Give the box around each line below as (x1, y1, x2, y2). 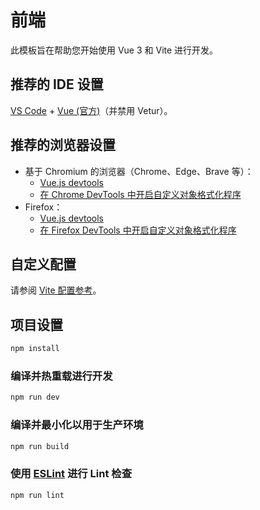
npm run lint (10, 490, 65, 500)
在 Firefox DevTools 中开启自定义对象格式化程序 (39, 224, 237, 236)
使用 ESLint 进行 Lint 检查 (10, 467, 133, 481)
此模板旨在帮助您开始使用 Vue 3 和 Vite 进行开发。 (10, 44, 219, 56)
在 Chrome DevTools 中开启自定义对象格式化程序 (39, 188, 242, 200)
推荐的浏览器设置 (10, 137, 116, 154)
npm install (10, 344, 60, 354)
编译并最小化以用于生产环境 (10, 418, 144, 432)
